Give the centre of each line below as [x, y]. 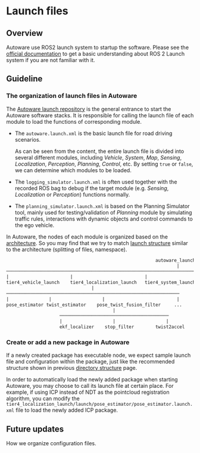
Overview [25, 33]
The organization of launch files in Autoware [72, 96]
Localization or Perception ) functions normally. [72, 194]
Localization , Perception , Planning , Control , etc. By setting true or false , [104, 164]
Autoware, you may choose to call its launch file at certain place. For [90, 386]
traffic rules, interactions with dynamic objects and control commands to [104, 219]
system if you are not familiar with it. [51, 60]
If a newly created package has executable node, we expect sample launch [99, 355]
